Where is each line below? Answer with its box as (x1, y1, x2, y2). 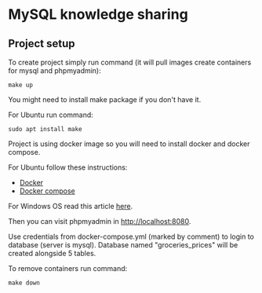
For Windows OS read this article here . (8, 202, 133, 211)
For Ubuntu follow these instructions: (8, 163, 128, 172)
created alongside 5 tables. (8, 249, 96, 258)
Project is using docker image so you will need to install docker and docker (8, 139, 250, 148)
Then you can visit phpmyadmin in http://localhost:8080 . (8, 217, 191, 225)
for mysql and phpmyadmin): (8, 66, 102, 75)
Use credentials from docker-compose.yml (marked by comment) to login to (8, 232, 255, 241)
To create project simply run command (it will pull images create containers (8, 57, 252, 67)
